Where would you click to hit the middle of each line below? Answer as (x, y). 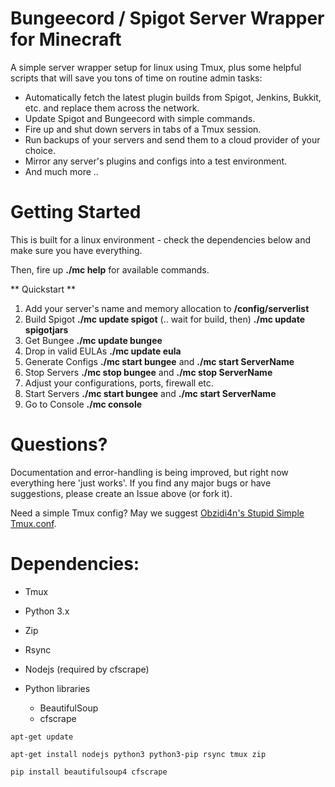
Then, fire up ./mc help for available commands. (110, 269)
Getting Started (76, 212)
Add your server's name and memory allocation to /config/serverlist (167, 308)
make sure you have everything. (76, 250)
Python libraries (57, 688)
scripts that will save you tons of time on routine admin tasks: (136, 78)
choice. (40, 150)
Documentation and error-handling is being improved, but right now (149, 472)
